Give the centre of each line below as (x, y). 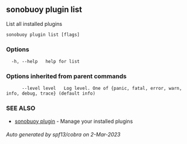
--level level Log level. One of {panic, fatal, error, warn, (102, 88)
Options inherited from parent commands (67, 76)
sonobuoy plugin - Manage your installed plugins (74, 121)
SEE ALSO (21, 108)
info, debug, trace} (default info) (51, 93)
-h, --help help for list (46, 62)
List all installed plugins (34, 24)
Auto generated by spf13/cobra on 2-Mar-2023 (63, 135)
